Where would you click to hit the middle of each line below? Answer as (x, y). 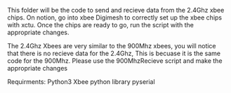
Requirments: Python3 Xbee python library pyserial (81, 82)
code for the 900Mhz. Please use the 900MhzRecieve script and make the (115, 61)
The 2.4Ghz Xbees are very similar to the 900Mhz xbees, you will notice (112, 46)
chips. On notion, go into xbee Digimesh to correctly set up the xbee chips (115, 17)
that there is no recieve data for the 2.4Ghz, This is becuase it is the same (114, 53)
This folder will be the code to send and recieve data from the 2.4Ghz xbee (116, 10)
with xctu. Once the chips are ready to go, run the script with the (101, 25)
